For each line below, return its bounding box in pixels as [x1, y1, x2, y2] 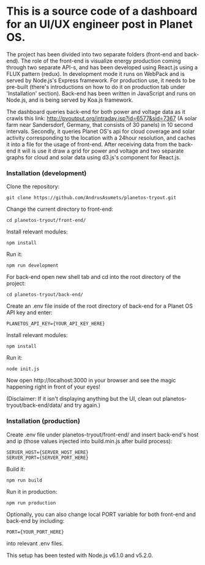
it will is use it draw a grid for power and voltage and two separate [17, 147, 184, 154]
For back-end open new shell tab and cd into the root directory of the [6, 273, 181, 281]
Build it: [6, 465, 26, 472]
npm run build [6, 477, 43, 483]
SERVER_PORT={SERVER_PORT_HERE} [6, 455, 89, 461]
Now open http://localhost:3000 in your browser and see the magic [6, 377, 176, 384]
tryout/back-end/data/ [6, 401, 63, 409]
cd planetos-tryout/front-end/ [6, 218, 86, 224]
